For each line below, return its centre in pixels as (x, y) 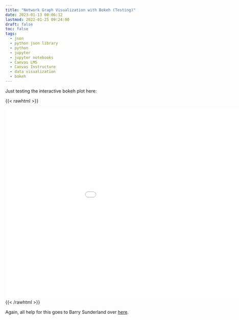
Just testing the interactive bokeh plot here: (51, 91)
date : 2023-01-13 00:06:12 (34, 15)
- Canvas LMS (24, 62)
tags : (11, 34)
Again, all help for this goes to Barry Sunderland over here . (67, 312)
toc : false (17, 29)
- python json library (34, 43)
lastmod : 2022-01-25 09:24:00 (38, 19)
